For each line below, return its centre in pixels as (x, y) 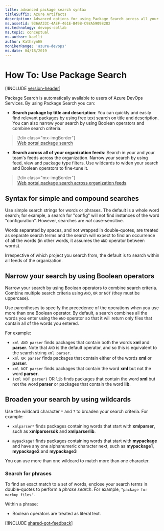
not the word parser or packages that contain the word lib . (71, 384)
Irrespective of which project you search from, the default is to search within (82, 255)
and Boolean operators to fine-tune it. (50, 168)
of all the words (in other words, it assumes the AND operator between (75, 240)
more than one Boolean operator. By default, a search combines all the (76, 313)
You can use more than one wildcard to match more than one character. (78, 461)
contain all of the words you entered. (42, 323)
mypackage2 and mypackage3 (44, 451)
